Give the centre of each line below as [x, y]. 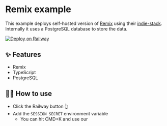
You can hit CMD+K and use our [54, 119]
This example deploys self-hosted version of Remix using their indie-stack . [84, 23]
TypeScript [24, 72]
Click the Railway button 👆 [40, 106]
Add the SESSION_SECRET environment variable [60, 113]
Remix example [38, 9]
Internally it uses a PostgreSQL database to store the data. [66, 28]
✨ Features [23, 55]
